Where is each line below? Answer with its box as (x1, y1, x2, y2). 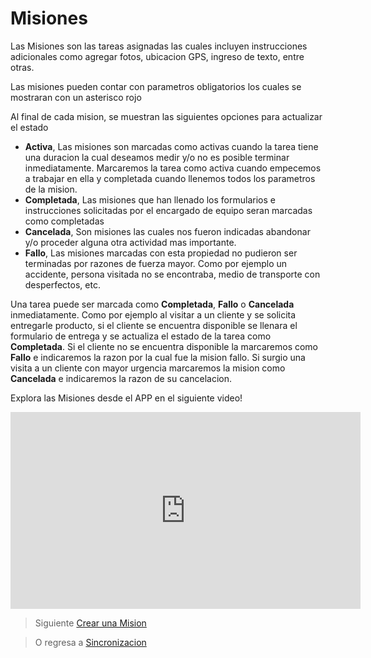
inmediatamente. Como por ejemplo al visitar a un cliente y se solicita (10, 308, 297, 321)
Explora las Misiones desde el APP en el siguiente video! (10, 392, 243, 404)
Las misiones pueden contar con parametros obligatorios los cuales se (10, 80, 302, 92)
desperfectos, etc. (24, 278, 101, 291)
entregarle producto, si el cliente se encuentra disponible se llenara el (10, 319, 298, 331)
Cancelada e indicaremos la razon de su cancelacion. (10, 372, 232, 384)
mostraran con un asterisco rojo (10, 91, 142, 103)
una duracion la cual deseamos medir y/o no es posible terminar (24, 151, 290, 163)
